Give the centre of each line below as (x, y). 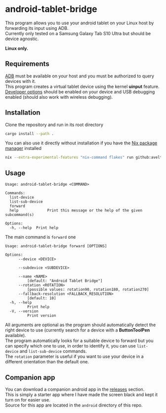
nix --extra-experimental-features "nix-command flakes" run (69, 157)
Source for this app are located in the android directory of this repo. (74, 405)
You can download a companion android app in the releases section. (75, 389)
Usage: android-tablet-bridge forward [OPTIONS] (56, 246)
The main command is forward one (41, 237)
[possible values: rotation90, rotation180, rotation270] (88, 290)
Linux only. (17, 48)
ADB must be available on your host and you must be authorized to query (80, 76)
